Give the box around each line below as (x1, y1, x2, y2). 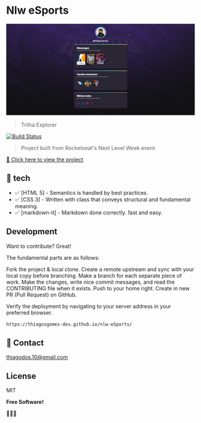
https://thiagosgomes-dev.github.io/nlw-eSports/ (6, 321, 133, 327)
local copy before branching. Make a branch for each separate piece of (6, 272, 182, 279)
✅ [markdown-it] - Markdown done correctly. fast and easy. (14, 209, 163, 216)
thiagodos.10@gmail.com (6, 354, 68, 361)
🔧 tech (6, 173, 31, 183)
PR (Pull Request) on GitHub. (6, 291, 77, 298)
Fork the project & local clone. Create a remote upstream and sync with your (6, 265, 194, 272)
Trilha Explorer (20, 121, 57, 128)
